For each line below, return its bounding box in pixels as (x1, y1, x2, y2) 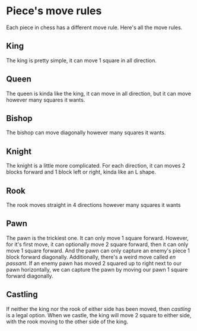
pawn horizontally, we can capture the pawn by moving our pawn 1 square (6, 266, 188, 273)
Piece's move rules (6, 4, 102, 18)
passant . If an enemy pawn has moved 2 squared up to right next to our (6, 260, 182, 267)
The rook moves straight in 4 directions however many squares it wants (6, 201, 181, 209)
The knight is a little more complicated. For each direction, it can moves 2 (6, 162, 186, 169)
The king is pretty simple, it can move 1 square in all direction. (6, 56, 157, 64)
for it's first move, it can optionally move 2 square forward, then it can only (6, 241, 189, 248)
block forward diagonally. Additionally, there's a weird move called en (6, 253, 176, 260)
